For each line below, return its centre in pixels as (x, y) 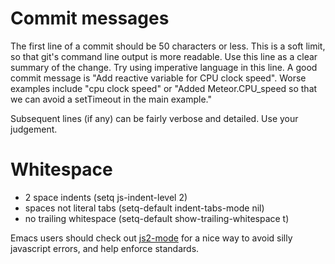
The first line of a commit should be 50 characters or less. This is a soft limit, (168, 46)
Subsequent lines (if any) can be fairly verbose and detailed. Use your (154, 118)
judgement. (34, 129)
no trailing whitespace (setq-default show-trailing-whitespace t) (157, 218)
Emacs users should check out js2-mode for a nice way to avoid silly (151, 238)
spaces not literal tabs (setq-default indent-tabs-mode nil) (144, 208)
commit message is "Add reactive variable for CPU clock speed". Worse (158, 78)
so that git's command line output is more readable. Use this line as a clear (164, 56)
